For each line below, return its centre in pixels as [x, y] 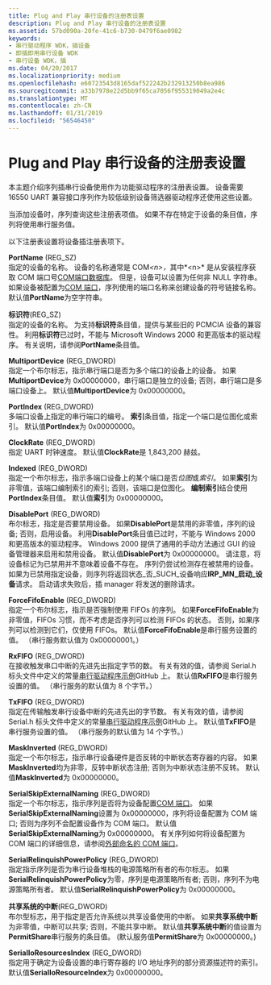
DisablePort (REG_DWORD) [54, 513]
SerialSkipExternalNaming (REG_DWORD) [79, 793]
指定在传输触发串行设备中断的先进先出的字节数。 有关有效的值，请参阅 [126, 711]
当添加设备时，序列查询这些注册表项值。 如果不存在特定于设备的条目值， [129, 214]
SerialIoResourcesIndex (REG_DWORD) [75, 953]
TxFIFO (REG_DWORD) [46, 701]
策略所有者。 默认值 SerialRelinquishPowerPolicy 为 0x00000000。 [127, 889]
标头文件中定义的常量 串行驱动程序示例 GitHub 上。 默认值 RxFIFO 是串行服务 [133, 675]
